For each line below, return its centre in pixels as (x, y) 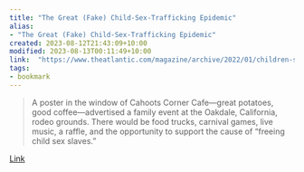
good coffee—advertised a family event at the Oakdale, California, (154, 112)
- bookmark (30, 77)
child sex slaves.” (64, 140)
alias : (22, 26)
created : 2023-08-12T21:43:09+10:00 (78, 43)
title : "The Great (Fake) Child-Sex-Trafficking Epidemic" (123, 18)
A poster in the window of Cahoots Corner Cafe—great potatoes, (152, 102)
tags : (19, 69)
